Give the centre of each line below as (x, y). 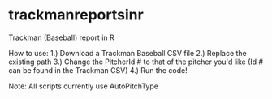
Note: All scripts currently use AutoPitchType (83, 86)
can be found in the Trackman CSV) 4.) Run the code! (98, 70)
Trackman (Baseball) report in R (62, 37)
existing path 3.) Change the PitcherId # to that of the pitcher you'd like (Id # (136, 62)
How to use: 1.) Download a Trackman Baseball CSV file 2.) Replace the (127, 53)
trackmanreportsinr (76, 15)
